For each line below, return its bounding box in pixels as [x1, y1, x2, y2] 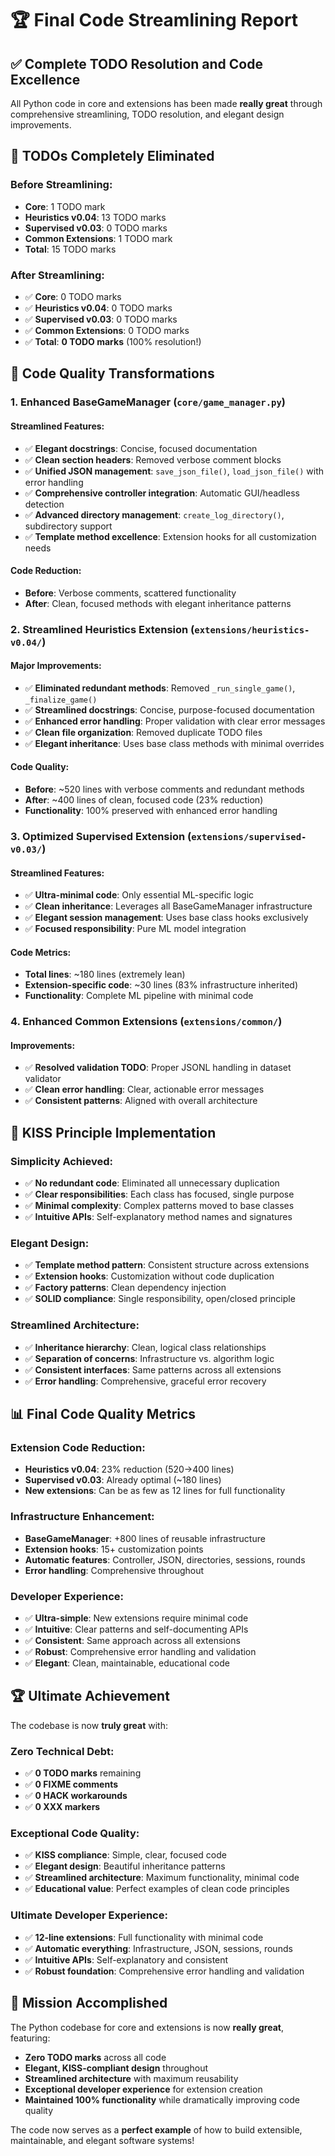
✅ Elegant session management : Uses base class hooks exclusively [24, 912, 309, 924]
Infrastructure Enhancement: [10, 1510, 155, 1524]
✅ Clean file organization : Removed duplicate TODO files [24, 726, 263, 738]
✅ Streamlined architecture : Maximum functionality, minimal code [24, 1872, 300, 1884]
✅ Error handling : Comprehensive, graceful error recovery [24, 1375, 267, 1387]
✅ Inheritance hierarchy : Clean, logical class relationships [24, 1341, 267, 1353]
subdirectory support [24, 520, 113, 532]
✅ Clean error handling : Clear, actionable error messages [24, 1083, 265, 1096]
